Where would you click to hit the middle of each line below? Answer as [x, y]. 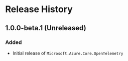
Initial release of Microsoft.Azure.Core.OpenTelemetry [68, 53]
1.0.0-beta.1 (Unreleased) [46, 28]
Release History [39, 9]
